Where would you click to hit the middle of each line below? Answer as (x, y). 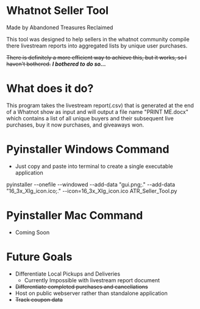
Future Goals (39, 257)
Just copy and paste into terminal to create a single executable (94, 166)
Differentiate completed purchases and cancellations (81, 286)
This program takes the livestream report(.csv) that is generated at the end (100, 105)
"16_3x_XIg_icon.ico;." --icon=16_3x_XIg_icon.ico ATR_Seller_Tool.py (92, 191)
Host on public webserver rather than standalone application (91, 293)
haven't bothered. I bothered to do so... (56, 64)
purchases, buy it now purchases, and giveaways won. (75, 125)
